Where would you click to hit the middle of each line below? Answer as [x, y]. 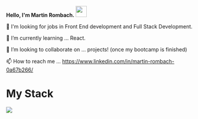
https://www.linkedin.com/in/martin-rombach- [118, 61]
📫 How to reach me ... [33, 61]
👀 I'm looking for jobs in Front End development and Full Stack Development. [100, 26]
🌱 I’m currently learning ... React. [46, 38]
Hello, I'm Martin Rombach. [40, 15]
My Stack [30, 94]
